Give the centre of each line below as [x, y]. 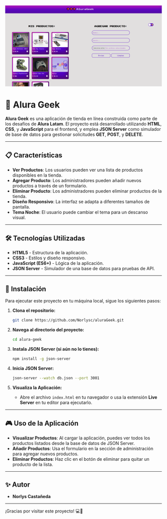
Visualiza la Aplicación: [37, 387]
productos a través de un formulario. [50, 186]
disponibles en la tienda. [37, 175]
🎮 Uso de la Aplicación [42, 423]
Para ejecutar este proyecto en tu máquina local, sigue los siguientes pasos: [83, 301]
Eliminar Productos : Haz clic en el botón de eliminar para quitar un [81, 459]
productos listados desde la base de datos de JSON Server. [74, 443]
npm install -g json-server [41, 359]
